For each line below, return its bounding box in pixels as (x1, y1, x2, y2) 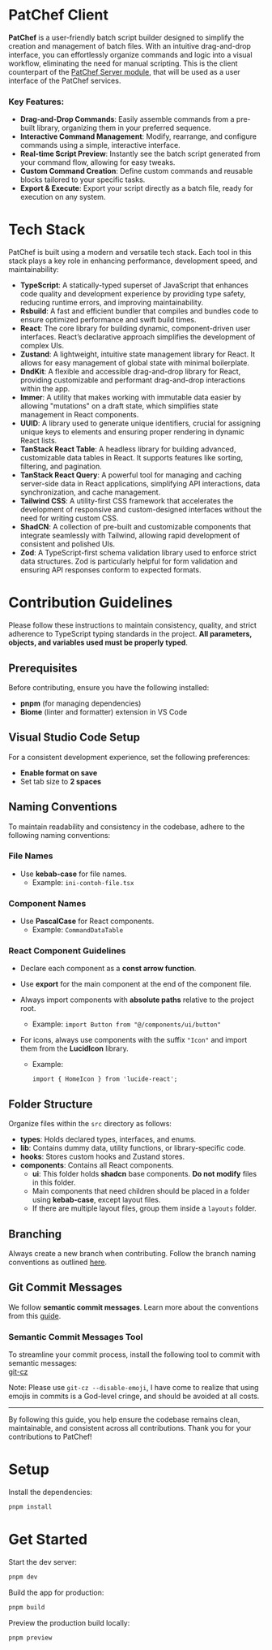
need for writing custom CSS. (19, 513, 119, 523)
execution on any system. (19, 192, 106, 202)
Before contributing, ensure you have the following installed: (8, 682, 210, 692)
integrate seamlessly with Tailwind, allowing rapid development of (19, 530, 240, 541)
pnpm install (8, 1503, 53, 1511)
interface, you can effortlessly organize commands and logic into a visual (8, 50, 253, 59)
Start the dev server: (8, 1557, 77, 1566)
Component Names (8, 897, 87, 909)
